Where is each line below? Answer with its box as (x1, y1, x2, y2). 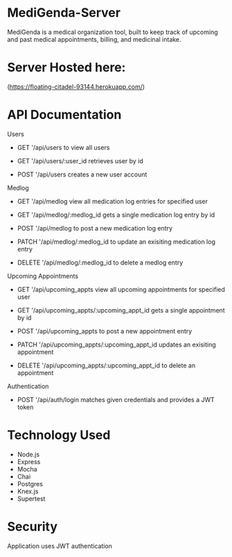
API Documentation (7, 107, 122, 123)
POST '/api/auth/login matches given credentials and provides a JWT (17, 395, 215, 404)
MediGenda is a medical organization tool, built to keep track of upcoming (7, 28, 218, 36)
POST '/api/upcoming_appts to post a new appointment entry (17, 326, 193, 335)
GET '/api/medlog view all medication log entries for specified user (17, 197, 208, 206)
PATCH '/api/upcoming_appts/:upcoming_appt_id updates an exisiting (17, 340, 216, 349)
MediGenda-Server (7, 5, 121, 21)
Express (17, 457, 41, 466)
